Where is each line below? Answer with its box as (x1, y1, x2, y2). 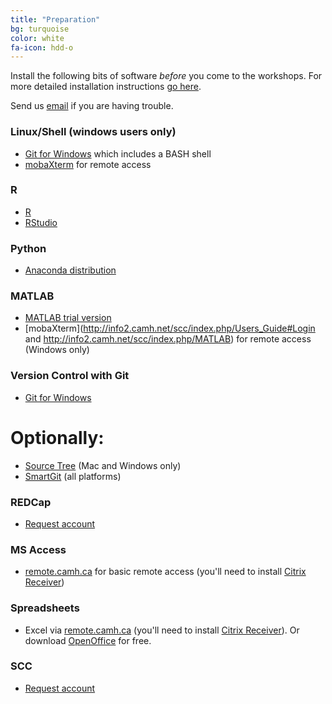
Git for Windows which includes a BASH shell (24, 147, 212, 160)
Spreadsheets (10, 601, 80, 615)
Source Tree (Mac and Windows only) (24, 459, 182, 471)
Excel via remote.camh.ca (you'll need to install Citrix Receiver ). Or (24, 624, 300, 636)
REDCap (10, 495, 52, 509)
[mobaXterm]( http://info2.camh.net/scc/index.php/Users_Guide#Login (24, 322, 316, 335)
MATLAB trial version (24, 312, 112, 324)
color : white (10, 33, 65, 43)
